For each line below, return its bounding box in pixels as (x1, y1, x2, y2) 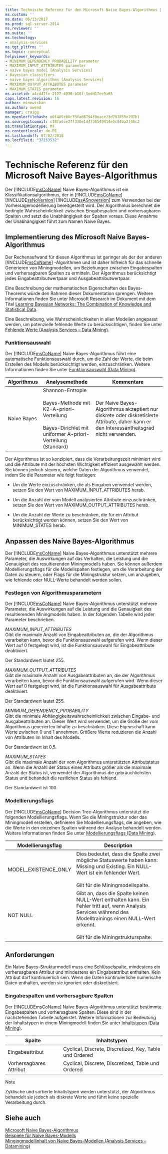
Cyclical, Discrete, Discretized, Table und (63, 1060, 159, 1067)
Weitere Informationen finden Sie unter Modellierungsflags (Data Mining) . (5, 830, 156, 836)
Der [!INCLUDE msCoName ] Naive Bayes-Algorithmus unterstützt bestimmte (5, 1004, 161, 1010)
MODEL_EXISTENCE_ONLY (7, 866, 71, 873)
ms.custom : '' (5, 12, 35, 17)
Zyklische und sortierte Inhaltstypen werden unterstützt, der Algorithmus (5, 1088, 155, 1094)
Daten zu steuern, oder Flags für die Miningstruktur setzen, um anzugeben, (5, 571, 160, 578)
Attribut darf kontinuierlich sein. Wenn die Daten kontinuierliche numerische (5, 975, 161, 981)
